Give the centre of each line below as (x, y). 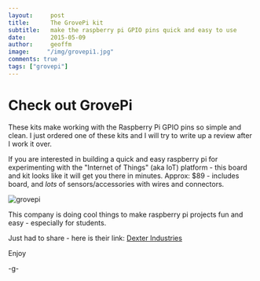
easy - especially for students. (57, 223)
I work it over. (30, 144)
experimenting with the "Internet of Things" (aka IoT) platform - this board (128, 167)
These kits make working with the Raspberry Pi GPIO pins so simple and (125, 127)
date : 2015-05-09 (47, 37)
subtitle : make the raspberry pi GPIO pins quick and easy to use (123, 30)
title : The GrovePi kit (56, 23)
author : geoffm (40, 45)
